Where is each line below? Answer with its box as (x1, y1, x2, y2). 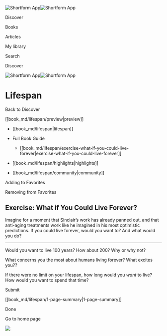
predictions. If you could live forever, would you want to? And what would (5, 227, 156, 233)
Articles (5, 34, 21, 39)
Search (5, 53, 20, 59)
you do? (5, 233, 22, 239)
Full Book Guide (12, 135, 45, 141)
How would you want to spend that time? (5, 277, 89, 283)
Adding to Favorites (5, 179, 46, 185)
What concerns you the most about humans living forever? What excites (5, 257, 153, 263)
